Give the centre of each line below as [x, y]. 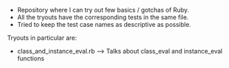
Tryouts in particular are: [42, 38]
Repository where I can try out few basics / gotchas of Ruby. [103, 10]
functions [31, 58]
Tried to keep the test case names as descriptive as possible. [104, 24]
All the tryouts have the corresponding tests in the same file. [103, 17]
